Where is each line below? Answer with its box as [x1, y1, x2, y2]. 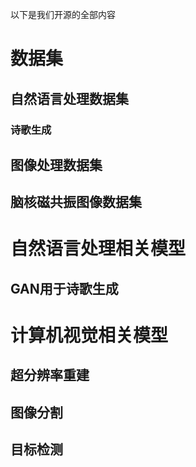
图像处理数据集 [10, 156, 103, 173]
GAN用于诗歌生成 [10, 280, 119, 297]
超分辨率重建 [10, 367, 90, 384]
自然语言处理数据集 [10, 90, 129, 107]
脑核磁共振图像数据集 [10, 194, 142, 211]
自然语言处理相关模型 [10, 238, 187, 260]
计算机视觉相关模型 [10, 324, 169, 347]
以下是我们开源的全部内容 [10, 9, 116, 20]
